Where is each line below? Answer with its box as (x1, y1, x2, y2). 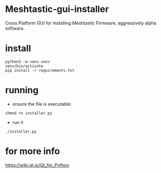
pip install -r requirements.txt (5, 68, 75, 73)
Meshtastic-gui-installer (5, 3, 109, 15)
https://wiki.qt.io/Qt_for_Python (5, 162, 69, 168)
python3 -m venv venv (5, 59, 50, 64)
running (5, 85, 39, 96)
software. (5, 25, 25, 31)
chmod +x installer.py (5, 111, 52, 116)
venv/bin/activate (5, 63, 43, 68)
